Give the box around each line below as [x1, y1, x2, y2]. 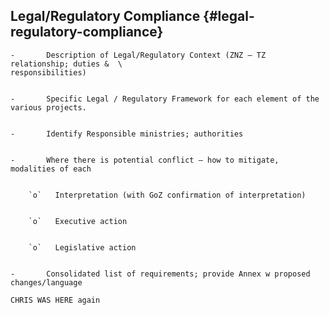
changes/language [10, 277, 83, 288]
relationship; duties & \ [10, 59, 123, 69]
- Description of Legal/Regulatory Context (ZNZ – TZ [10, 50, 267, 60]
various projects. [10, 102, 87, 113]
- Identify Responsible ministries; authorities [10, 129, 244, 139]
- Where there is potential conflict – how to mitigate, [10, 155, 280, 165]
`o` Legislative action [28, 242, 137, 253]
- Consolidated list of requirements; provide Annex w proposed [10, 269, 311, 279]
